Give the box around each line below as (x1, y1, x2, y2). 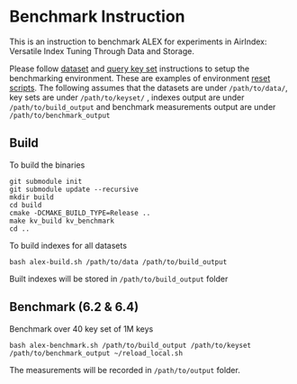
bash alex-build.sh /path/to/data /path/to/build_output (9, 257, 228, 267)
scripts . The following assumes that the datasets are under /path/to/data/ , (9, 82, 288, 93)
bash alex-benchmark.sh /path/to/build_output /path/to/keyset (9, 341, 252, 350)
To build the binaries (9, 160, 85, 170)
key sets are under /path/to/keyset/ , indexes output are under (9, 92, 245, 103)
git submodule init (9, 177, 83, 186)
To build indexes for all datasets (9, 240, 128, 251)
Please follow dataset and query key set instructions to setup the (9, 63, 250, 74)
